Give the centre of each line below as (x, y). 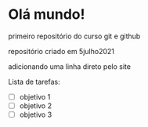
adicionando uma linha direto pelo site (70, 66)
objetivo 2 (36, 106)
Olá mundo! (47, 15)
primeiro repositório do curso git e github (74, 36)
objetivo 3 (36, 114)
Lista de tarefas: (34, 82)
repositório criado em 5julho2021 (61, 51)
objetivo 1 (35, 96)
